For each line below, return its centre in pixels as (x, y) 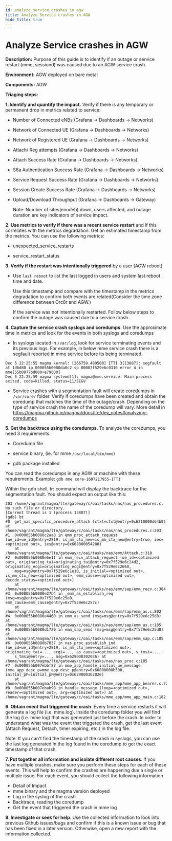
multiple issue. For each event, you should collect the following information (84, 776)
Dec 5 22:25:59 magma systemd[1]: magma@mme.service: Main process (79, 377)
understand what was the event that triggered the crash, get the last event (84, 723)
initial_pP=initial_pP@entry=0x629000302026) (55, 675)
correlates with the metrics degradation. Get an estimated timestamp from (83, 231)
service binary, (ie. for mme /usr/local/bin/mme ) (64, 453)
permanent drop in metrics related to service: (53, 110)
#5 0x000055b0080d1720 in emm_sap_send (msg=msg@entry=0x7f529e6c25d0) (84, 630)
